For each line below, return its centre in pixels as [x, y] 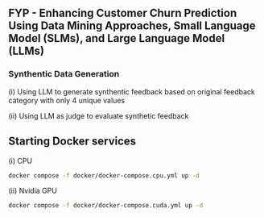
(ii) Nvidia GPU [33, 191]
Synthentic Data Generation [64, 74]
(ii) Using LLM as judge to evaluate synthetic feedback [99, 115]
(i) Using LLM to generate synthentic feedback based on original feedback [132, 91]
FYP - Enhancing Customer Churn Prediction [123, 13]
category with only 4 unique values [67, 100]
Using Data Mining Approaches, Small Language [132, 26]
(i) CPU [21, 161]
